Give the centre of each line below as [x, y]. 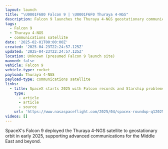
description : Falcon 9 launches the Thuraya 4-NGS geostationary [74, 19]
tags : [11, 24]
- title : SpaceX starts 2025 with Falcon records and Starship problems [87, 88]
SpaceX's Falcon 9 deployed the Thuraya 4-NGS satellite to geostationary [81, 131]
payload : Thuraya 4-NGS [30, 75]
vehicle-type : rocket [28, 70]
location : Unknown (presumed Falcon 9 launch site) [60, 56]
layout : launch [21, 10]
